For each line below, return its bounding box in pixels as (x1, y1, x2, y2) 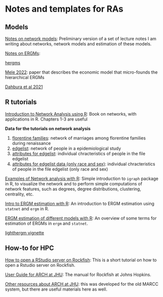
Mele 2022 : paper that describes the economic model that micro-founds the (5, 69, 158, 75)
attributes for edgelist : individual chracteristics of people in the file (12, 150, 145, 157)
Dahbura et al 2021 (5, 84, 43, 90)
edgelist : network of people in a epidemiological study (12, 145, 121, 151)
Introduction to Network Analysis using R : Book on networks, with (5, 111, 137, 117)
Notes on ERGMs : (5, 50, 40, 56)
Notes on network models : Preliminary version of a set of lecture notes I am (5, 36, 157, 41)
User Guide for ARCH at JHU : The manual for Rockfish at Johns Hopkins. (5, 272, 152, 277)
